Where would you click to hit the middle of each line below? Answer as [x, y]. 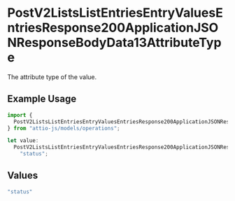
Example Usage [42, 99]
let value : [23, 141]
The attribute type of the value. [52, 77]
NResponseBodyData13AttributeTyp [114, 43]
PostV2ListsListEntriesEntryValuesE [115, 13]
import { [20, 115]
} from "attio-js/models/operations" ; [64, 128]
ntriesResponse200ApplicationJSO [113, 28]
